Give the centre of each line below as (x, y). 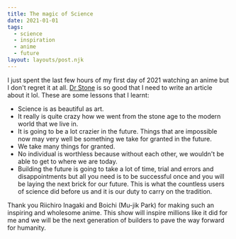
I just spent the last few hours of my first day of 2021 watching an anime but (118, 80)
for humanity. (27, 228)
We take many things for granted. (66, 146)
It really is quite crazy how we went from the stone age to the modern (119, 116)
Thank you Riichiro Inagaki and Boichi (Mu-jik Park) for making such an (111, 205)
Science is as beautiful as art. (61, 109)
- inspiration (34, 40)
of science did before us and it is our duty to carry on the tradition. (115, 191)
